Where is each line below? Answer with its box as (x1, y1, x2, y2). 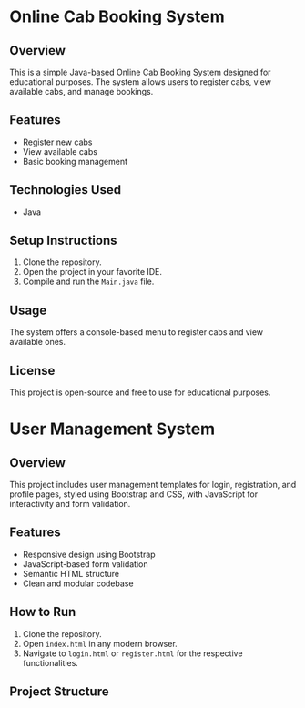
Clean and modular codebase (22, 578, 134, 589)
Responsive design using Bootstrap (22, 549, 157, 560)
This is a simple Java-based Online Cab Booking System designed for (9, 66, 271, 77)
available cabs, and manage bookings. (9, 86, 154, 96)
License (9, 362, 56, 379)
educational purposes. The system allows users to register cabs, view (9, 76, 271, 87)
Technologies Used (9, 182, 121, 197)
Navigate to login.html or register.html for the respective (22, 648, 243, 659)
